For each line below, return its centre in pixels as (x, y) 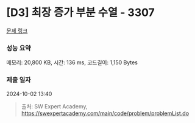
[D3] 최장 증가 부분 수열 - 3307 (81, 13)
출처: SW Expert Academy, (54, 106)
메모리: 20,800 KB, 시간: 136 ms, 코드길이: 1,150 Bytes (72, 62)
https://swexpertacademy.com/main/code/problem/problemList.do (105, 113)
